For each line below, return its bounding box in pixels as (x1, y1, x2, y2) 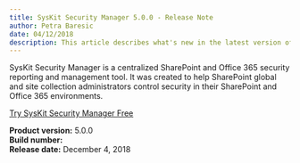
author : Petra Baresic (9, 21, 94, 30)
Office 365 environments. (9, 91, 104, 102)
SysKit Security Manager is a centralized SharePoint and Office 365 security (9, 62, 290, 73)
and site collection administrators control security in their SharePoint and (9, 81, 278, 92)
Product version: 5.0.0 (9, 126, 94, 136)
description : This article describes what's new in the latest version (9, 37, 281, 47)
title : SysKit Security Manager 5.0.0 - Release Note (9, 12, 214, 22)
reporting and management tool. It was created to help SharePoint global (9, 72, 277, 83)
